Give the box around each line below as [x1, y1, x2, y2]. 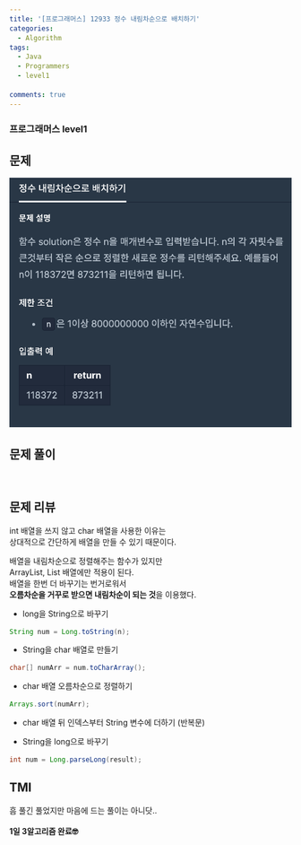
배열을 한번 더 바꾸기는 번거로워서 [9, 578, 127, 588]
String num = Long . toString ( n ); [9, 627, 130, 636]
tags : [9, 43, 30, 52]
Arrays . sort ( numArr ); [9, 700, 90, 709]
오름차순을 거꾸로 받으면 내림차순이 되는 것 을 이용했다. [9, 588, 197, 600]
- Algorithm [17, 33, 63, 42]
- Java [17, 52, 42, 62]
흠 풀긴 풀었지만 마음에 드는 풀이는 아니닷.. [9, 805, 158, 815]
